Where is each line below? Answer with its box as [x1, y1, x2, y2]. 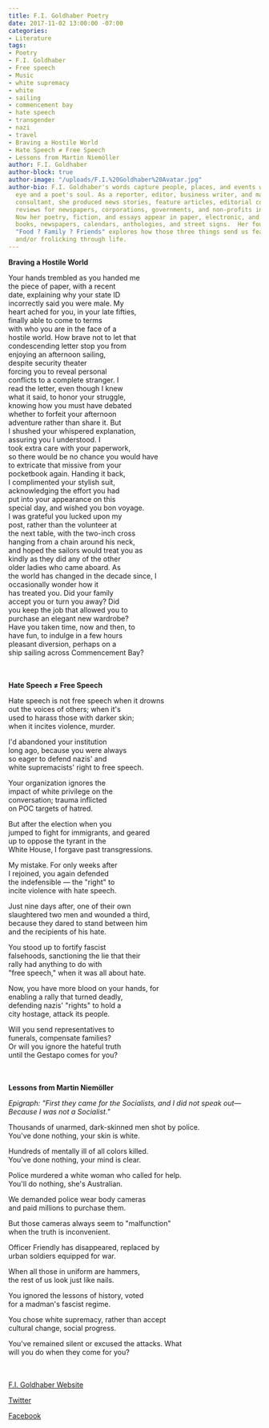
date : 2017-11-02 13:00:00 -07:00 [8, 19, 124, 27]
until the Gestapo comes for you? [8, 1050, 118, 1059]
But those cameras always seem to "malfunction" [8, 1218, 171, 1228]
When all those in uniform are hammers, [8, 1266, 140, 1276]
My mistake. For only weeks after [8, 860, 118, 870]
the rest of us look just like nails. [8, 1275, 114, 1284]
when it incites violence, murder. [8, 721, 116, 730]
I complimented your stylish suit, [8, 477, 116, 487]
